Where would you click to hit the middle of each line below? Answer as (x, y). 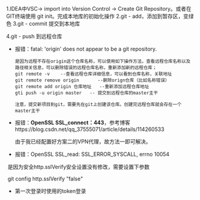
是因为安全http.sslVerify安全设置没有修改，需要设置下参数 (79, 167)
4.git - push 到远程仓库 (34, 36)
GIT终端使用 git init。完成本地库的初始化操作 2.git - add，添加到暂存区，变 (97, 16)
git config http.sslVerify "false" (45, 179)
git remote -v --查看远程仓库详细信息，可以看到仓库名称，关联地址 (93, 74)
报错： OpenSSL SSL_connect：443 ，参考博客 (72, 123)
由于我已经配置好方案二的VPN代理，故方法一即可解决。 (83, 141)
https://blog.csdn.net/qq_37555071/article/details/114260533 (90, 129)
